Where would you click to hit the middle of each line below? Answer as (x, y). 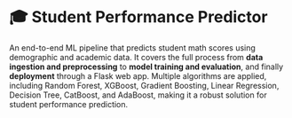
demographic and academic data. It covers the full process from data (136, 57)
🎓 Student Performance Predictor (138, 17)
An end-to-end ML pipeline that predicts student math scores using (132, 47)
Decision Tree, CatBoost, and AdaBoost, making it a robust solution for (138, 95)
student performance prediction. (69, 104)
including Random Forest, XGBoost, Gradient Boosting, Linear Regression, (144, 85)
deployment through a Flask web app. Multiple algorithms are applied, (138, 75)
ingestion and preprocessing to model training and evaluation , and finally (146, 67)
